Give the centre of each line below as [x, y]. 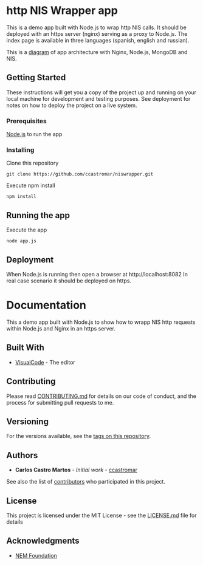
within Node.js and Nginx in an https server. [61, 328]
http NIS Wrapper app [62, 11]
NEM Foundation [36, 555]
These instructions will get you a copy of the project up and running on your [101, 92]
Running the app [38, 215]
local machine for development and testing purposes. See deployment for [98, 98]
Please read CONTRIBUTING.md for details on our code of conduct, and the [101, 396]
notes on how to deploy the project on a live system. [72, 105]
